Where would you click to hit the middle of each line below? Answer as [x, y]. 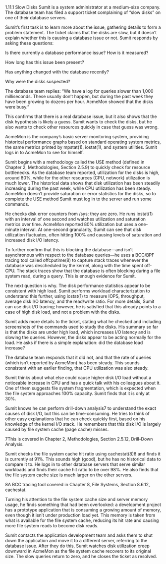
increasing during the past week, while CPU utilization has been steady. [78, 188]
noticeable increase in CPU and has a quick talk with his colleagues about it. [83, 383]
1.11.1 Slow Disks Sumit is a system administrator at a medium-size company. [83, 7]
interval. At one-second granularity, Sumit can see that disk [81, 229]
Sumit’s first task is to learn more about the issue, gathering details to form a [83, 27]
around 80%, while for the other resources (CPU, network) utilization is [78, 178]
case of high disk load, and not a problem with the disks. [63, 312]
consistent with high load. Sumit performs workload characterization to [78, 291]
